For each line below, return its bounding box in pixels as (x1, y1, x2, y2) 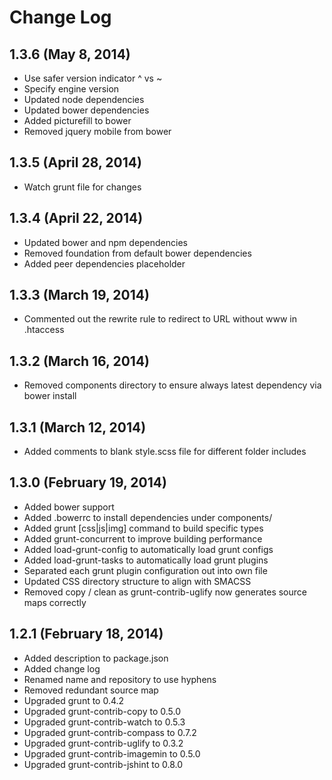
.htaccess (23, 324, 65, 336)
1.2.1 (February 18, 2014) (9, 626, 164, 643)
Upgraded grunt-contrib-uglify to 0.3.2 (23, 737, 184, 749)
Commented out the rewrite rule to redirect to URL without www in (23, 313, 298, 325)
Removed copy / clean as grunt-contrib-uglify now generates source (23, 586, 307, 598)
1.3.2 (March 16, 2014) (9, 352, 150, 370)
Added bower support (23, 501, 115, 513)
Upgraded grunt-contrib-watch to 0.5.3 (23, 716, 186, 728)
